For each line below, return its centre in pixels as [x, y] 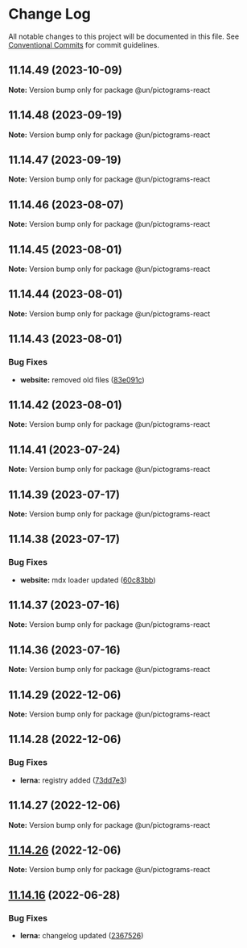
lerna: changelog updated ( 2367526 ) [82, 936]
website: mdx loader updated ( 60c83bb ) [88, 580]
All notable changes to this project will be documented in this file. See [124, 36]
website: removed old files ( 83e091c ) [82, 379]
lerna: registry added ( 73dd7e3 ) [73, 780]
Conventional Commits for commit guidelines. [84, 44]
